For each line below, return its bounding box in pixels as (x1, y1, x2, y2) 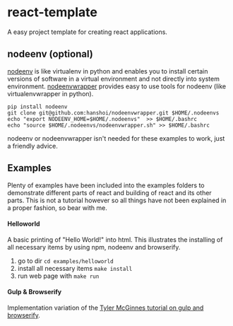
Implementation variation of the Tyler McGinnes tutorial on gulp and (7, 303, 204, 312)
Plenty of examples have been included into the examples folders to (7, 181, 205, 190)
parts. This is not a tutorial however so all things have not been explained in (7, 196, 227, 204)
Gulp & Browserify (7, 288, 62, 296)
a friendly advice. (7, 141, 59, 150)
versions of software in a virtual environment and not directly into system (7, 74, 220, 83)
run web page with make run (17, 272, 100, 280)
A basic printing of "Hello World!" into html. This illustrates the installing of (7, 235, 223, 244)
